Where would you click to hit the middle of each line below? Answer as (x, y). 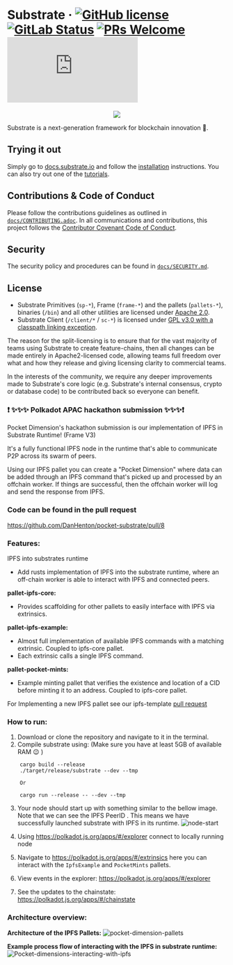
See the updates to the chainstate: (66, 892)
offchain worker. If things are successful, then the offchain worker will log (112, 485)
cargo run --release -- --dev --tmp (73, 795)
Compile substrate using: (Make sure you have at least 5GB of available (119, 744)
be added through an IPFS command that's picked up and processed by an (115, 477)
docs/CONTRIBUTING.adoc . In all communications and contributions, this (107, 220)
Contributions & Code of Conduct (81, 196)
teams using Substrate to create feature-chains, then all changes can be (111, 348)
